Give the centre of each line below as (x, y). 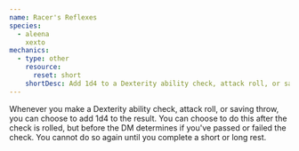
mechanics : (29, 51)
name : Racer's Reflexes (53, 17)
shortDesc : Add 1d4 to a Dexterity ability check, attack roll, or (153, 83)
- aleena (33, 34)
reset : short (57, 75)
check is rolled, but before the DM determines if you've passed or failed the (148, 127)
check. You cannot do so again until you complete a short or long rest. (138, 137)
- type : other (43, 59)
